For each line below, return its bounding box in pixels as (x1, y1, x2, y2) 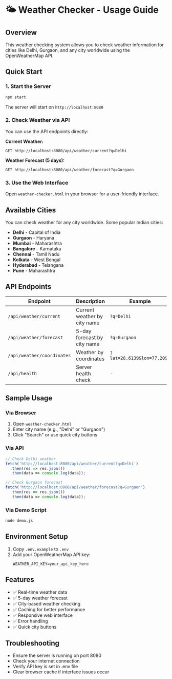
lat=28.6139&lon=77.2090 (110, 355, 170, 361)
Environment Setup (5, 533, 68, 541)
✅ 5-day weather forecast (12, 595, 68, 601)
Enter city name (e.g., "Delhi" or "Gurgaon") (12, 426, 105, 432)
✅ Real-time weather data (12, 589, 68, 595)
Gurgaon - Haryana (12, 234, 55, 241)
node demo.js (5, 518, 33, 523)
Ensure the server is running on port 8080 (12, 652, 101, 658)
